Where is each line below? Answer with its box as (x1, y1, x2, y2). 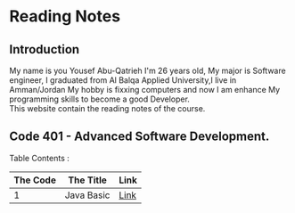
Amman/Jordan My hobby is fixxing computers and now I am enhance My (9, 85, 281, 94)
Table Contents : (9, 152, 70, 163)
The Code (13, 174, 56, 186)
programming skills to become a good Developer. (9, 94, 190, 104)
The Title (68, 174, 107, 186)
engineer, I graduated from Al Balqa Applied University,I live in (9, 75, 237, 86)
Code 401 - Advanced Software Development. (9, 129, 270, 144)
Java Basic (64, 189, 111, 201)
